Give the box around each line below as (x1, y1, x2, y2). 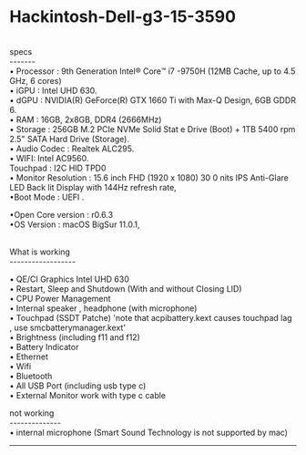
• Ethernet (9, 351, 48, 362)
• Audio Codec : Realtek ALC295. (9, 143, 135, 154)
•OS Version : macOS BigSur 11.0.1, (9, 219, 140, 230)
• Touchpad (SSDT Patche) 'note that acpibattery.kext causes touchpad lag (9, 312, 293, 323)
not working (9, 408, 55, 419)
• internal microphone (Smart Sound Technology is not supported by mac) (9, 427, 289, 438)
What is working (9, 246, 71, 257)
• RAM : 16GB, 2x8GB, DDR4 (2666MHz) (9, 114, 162, 125)
